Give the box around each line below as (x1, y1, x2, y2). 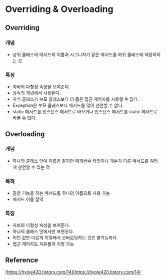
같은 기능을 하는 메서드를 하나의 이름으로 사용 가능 (12, 190, 110, 196)
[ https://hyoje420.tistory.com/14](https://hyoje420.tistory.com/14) (5, 269, 141, 275)
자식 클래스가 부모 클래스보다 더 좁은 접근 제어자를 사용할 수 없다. (12, 96, 139, 102)
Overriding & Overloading (5, 3, 113, 15)
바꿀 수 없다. (12, 115, 37, 121)
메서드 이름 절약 (12, 196, 43, 203)
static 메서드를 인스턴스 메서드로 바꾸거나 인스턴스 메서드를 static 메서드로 (12, 109, 158, 115)
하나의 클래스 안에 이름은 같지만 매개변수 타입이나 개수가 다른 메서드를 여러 (12, 158, 158, 164)
